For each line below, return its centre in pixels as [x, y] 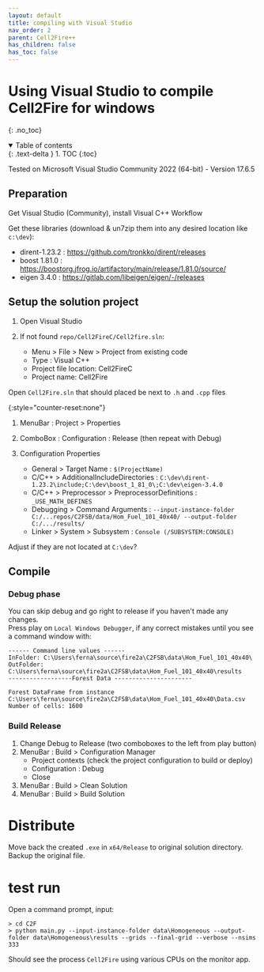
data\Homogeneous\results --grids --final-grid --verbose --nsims [145, 938]
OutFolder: [26, 665]
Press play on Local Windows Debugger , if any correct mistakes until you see [131, 628]
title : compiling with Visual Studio [70, 23]
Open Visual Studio [51, 321]
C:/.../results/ [58, 524]
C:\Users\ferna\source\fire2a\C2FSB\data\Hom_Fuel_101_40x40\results [125, 672]
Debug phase [34, 593]
